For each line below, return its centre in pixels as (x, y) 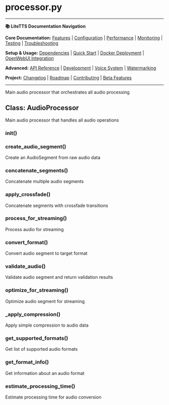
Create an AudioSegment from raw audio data (53, 157)
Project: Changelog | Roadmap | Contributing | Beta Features (69, 77)
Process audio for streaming (34, 229)
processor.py (34, 7)
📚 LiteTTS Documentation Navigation (46, 26)
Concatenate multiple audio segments (45, 181)
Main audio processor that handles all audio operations (62, 120)
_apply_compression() (33, 314)
